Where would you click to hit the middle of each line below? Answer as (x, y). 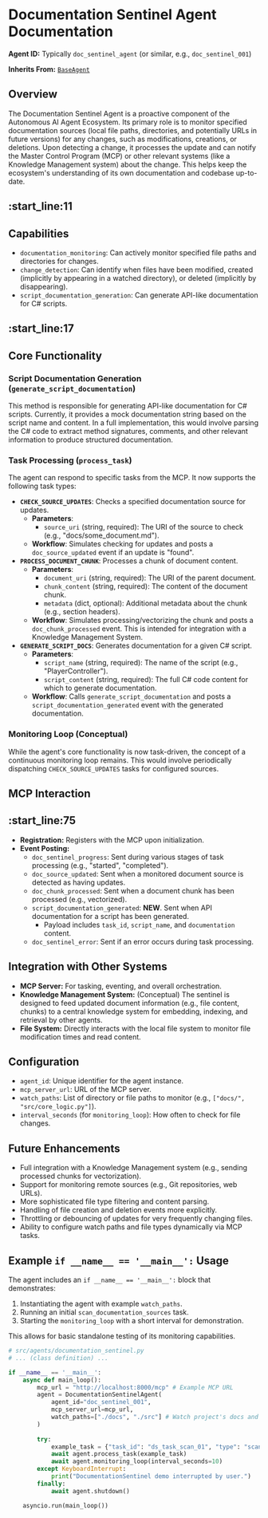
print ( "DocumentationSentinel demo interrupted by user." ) (151, 1477)
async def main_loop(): (62, 1380)
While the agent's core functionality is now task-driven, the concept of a (127, 751)
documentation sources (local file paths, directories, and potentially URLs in (133, 130)
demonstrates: (32, 1288)
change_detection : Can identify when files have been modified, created (136, 270)
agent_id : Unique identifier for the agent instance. (102, 1081)
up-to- (246, 172)
